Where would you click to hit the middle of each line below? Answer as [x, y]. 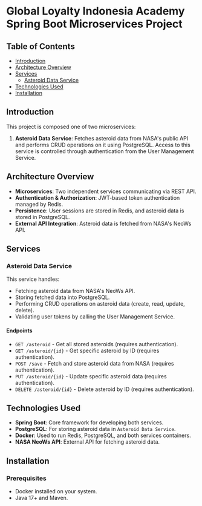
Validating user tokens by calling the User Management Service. [95, 317]
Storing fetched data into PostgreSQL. [62, 297]
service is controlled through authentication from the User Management [105, 151]
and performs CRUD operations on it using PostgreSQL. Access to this [103, 145]
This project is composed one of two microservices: [71, 126]
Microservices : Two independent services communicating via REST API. [106, 191]
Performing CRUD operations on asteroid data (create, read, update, [100, 304]
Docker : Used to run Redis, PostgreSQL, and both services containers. [103, 435]
